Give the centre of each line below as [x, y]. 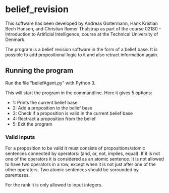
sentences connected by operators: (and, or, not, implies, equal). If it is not [83, 153]
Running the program [39, 71]
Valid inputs [20, 137]
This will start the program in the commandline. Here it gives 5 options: [79, 93]
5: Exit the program [32, 124]
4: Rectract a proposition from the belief [54, 119]
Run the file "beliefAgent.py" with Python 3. [50, 83]
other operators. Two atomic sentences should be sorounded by [72, 170]
